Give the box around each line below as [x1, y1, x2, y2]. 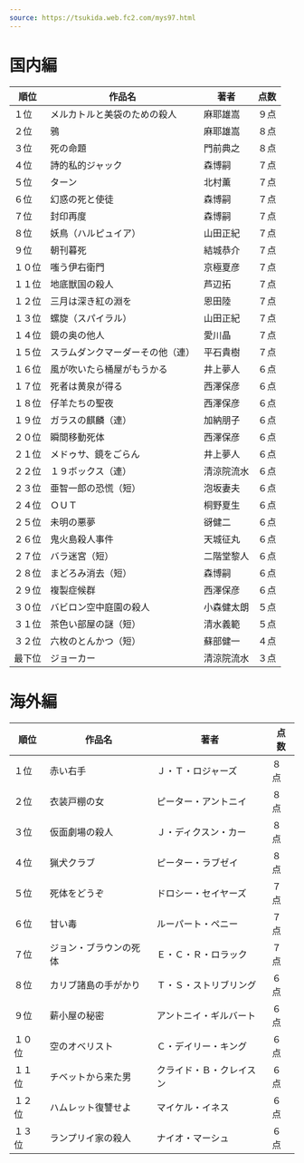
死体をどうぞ [49, 887, 105, 899]
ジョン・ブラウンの [49, 941, 132, 954]
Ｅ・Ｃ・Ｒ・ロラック [157, 948, 248, 961]
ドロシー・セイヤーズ [157, 887, 247, 899]
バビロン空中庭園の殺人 [50, 600, 151, 613]
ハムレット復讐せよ [49, 1100, 132, 1113]
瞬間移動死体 [50, 431, 106, 443]
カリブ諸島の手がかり [49, 978, 141, 991]
